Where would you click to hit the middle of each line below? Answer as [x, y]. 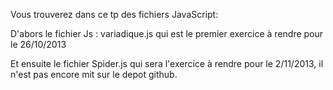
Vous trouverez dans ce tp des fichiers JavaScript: [114, 14]
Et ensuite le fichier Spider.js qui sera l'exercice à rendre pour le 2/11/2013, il [167, 63]
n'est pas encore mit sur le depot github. [94, 74]
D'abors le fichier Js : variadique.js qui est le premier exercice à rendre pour [167, 33]
